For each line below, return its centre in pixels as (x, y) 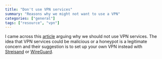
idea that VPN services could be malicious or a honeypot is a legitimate (76, 42)
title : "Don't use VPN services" (39, 9)
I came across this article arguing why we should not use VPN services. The (81, 36)
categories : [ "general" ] (30, 18)
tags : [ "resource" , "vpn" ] (32, 23)
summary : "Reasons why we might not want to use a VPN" (63, 14)
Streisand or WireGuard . (29, 52)
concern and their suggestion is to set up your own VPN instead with (74, 47)
